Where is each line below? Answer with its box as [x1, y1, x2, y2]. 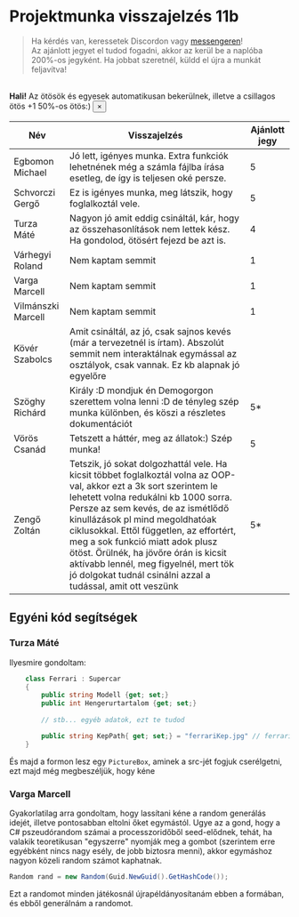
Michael [13, 166, 47, 179]
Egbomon [13, 155, 54, 167]
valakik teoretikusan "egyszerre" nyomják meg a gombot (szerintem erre [9, 836, 276, 847]
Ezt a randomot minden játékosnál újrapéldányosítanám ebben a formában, [9, 888, 285, 899]
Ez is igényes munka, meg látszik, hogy [69, 186, 233, 198]
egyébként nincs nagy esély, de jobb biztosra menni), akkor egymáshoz [9, 845, 273, 856]
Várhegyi [13, 248, 52, 261]
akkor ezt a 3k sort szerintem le [85, 479, 218, 492]
